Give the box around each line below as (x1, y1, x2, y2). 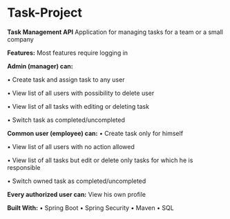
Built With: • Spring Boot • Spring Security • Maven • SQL (7, 203, 174, 212)
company (7, 35, 35, 43)
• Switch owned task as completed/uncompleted (7, 177, 146, 185)
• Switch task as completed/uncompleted (7, 116, 126, 124)
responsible (7, 163, 41, 171)
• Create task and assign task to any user (7, 75, 125, 84)
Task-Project (7, 5, 83, 21)
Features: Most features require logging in (7, 49, 128, 57)
